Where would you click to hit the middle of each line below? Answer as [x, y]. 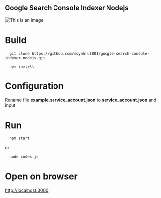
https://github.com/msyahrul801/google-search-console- [90, 53]
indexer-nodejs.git [25, 58]
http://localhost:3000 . [27, 190]
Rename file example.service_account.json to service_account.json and [81, 100]
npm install [22, 66]
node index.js [24, 157]
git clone [20, 53]
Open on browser [41, 176]
